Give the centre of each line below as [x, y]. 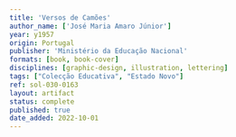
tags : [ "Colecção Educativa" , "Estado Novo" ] [96, 77]
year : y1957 [32, 34]
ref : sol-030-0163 [44, 85]
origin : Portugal [42, 43]
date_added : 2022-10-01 [54, 118]
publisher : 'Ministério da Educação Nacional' [99, 51]
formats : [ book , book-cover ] [64, 59]
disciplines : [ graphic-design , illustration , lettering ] [119, 68]
